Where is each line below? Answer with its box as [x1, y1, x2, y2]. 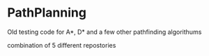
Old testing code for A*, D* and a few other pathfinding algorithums [7, 28, 202, 36]
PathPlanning [7, 5, 87, 21]
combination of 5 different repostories [7, 41, 116, 49]
